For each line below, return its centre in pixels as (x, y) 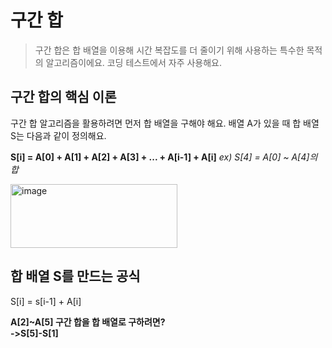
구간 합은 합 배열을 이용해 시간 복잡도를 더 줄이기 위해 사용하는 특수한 (169, 50)
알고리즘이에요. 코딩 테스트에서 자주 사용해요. (134, 62)
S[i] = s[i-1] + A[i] (46, 301)
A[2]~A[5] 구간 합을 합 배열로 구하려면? (88, 322)
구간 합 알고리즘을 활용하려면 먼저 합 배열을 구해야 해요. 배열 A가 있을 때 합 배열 (165, 123)
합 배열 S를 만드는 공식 (75, 276)
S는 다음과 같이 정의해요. (58, 135)
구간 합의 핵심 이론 (63, 97)
